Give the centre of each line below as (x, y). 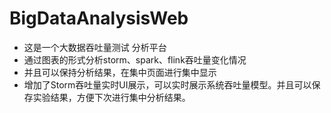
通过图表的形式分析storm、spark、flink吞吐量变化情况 (135, 59)
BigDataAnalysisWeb (99, 18)
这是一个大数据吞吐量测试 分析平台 (95, 47)
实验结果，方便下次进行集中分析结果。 (111, 97)
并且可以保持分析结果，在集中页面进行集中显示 (120, 72)
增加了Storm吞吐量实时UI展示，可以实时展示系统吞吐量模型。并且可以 (167, 84)
